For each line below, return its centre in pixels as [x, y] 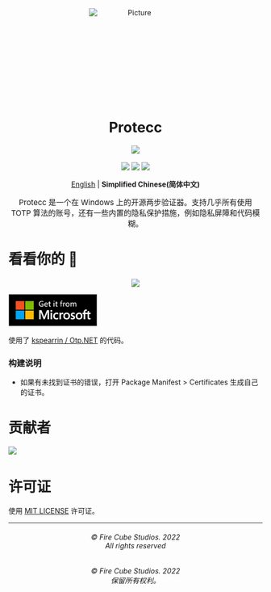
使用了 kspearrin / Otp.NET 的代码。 [69, 340]
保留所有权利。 [135, 580]
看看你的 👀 [43, 260]
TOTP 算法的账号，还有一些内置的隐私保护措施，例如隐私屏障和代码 [131, 213]
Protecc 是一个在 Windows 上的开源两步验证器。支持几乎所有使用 [135, 202]
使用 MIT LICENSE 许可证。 [54, 510]
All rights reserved [135, 546]
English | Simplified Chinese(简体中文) [135, 184]
